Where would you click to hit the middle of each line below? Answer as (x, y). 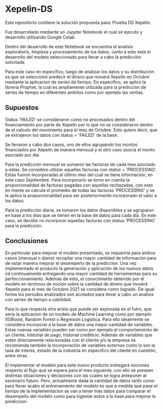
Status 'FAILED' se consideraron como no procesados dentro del (70, 119)
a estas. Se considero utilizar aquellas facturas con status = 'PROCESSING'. (81, 169)
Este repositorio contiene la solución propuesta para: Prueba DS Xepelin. (78, 22)
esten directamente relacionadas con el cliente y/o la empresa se (70, 340)
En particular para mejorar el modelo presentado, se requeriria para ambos (80, 253)
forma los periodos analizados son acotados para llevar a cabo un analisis (80, 294)
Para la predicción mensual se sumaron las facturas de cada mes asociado (80, 164)
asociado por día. (22, 155)
